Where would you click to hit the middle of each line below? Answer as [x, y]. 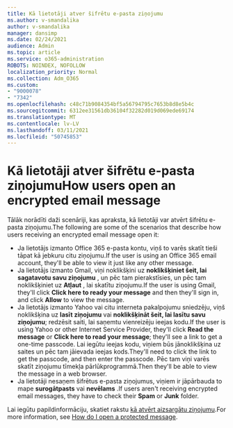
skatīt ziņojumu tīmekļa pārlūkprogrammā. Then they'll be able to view [117, 367]
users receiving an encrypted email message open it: [83, 235]
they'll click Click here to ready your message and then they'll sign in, [118, 292]
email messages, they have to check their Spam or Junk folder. [108, 396]
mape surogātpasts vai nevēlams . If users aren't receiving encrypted [117, 389]
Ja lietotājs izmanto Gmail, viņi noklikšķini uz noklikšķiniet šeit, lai [112, 270]
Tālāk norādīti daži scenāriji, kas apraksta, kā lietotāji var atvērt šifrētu [107, 220]
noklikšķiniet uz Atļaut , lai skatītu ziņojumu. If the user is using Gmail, [117, 285]
